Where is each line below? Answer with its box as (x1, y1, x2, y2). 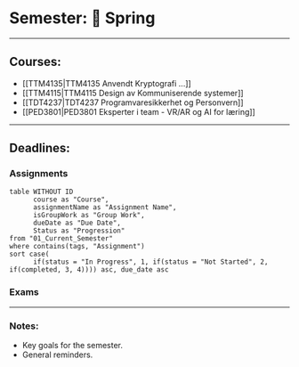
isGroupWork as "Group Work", (32, 211, 145, 220)
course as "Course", (32, 195, 109, 204)
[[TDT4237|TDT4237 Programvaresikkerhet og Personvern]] (21, 97, 244, 108)
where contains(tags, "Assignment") (9, 242, 145, 251)
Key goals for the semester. (21, 340, 123, 351)
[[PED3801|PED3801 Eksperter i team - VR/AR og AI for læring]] (21, 106, 255, 117)
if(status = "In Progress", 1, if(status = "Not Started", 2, (32, 257, 269, 266)
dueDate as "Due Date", (32, 218, 122, 228)
